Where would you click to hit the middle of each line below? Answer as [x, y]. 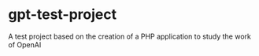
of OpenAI [25, 44]
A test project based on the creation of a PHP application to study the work [130, 36]
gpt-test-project [62, 15]
